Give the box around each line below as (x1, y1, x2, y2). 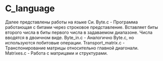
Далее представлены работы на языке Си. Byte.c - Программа (5, 19, 138, 25)
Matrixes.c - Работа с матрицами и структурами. (5, 50, 108, 56)
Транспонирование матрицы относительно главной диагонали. (5, 45, 139, 51)
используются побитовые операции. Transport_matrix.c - (5, 40, 125, 45)
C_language (5, 3, 55, 14)
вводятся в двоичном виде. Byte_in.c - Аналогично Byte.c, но (5, 35, 134, 41)
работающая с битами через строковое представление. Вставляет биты (5, 24, 159, 30)
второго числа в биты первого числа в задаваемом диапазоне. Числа (5, 29, 153, 35)
